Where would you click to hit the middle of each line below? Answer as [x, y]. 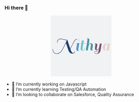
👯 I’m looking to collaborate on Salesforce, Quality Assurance [73, 95]
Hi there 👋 [17, 8]
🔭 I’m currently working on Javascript [49, 84]
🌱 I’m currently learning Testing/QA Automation [59, 89]
